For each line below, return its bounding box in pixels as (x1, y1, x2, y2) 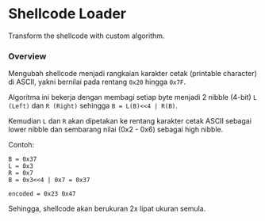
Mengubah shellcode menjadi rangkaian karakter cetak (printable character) (8, 69, 258, 78)
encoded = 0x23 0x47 (8, 190, 77, 198)
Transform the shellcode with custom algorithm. (8, 31, 165, 40)
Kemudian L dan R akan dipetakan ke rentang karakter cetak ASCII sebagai (8, 116, 252, 126)
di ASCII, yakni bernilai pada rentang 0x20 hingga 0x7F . (8, 77, 186, 87)
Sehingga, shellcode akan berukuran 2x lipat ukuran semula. (8, 204, 206, 214)
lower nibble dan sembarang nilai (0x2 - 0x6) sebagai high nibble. (8, 124, 224, 135)
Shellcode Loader (8, 5, 127, 23)
